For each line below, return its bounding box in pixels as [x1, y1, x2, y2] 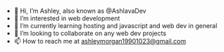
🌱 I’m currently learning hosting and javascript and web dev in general [13, 22, 218, 30]
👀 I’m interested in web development [13, 14, 120, 22]
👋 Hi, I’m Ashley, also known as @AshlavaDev [13, 7, 147, 15]
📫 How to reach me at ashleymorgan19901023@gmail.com [13, 37, 187, 45]
